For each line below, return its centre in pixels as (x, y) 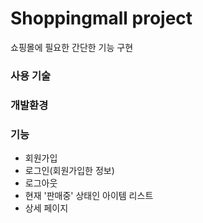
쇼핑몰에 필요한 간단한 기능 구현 (72, 47)
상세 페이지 (46, 208)
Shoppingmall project (101, 18)
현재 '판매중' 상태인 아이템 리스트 (89, 196)
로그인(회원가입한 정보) (69, 171)
